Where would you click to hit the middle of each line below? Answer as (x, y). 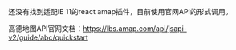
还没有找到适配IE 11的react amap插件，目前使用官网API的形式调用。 (120, 12)
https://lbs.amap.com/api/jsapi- (135, 29)
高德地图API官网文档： (46, 29)
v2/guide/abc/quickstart (48, 37)
